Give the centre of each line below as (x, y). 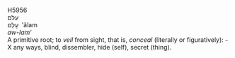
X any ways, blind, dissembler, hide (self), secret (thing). (90, 47)
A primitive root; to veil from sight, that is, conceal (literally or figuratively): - (118, 40)
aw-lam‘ (19, 32)
